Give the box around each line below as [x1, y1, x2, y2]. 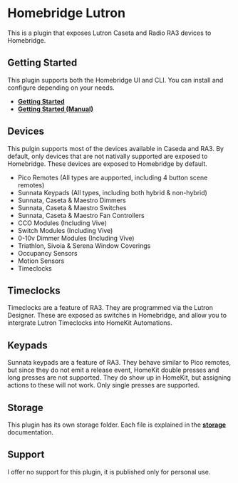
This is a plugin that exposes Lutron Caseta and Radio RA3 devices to [7, 28, 212, 37]
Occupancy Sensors [17, 249, 78, 257]
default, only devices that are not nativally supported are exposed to [7, 152, 208, 160]
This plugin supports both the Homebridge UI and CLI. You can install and [7, 76, 224, 84]
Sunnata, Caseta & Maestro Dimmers [17, 196, 126, 204]
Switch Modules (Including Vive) [17, 226, 113, 234]
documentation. [7, 428, 54, 436]
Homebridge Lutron [7, 5, 126, 21]
